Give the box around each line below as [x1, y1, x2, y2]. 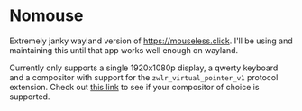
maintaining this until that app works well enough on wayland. [9, 44, 239, 55]
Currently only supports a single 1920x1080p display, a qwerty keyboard [9, 62, 279, 73]
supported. [9, 91, 50, 102]
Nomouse [9, 5, 84, 26]
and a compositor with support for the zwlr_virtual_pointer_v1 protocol [9, 71, 279, 82]
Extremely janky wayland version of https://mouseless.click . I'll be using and [9, 35, 293, 46]
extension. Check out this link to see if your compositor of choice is [9, 81, 260, 92]
